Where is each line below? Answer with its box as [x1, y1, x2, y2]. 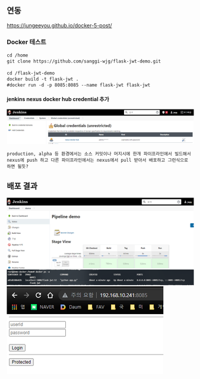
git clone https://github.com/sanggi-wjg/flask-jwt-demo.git [7, 58, 161, 64]
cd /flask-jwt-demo [7, 70, 55, 76]
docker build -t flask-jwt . [7, 76, 79, 82]
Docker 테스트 [7, 37, 47, 46]
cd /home [7, 52, 28, 58]
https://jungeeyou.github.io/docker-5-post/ [7, 21, 112, 29]
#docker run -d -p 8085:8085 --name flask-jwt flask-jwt [7, 82, 151, 88]
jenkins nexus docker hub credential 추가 [7, 95, 109, 102]
